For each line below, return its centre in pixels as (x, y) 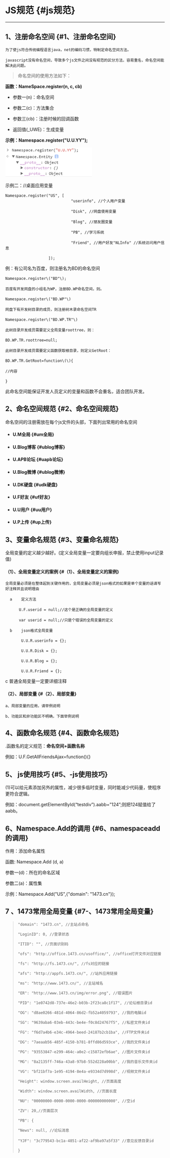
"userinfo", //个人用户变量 (98, 201)
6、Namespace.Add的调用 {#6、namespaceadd (83, 828)
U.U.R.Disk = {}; (39, 651)
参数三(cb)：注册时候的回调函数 (46, 118)
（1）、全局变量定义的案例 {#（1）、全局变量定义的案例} (62, 571)
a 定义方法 (23, 599)
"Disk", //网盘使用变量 (93, 211)
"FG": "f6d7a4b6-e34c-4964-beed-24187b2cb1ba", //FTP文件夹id (83, 1032)
